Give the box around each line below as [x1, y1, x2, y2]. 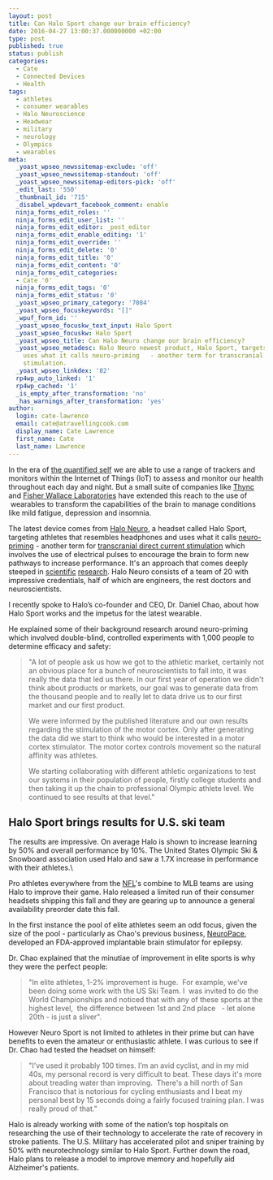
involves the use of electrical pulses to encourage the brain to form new [8, 549, 249, 559]
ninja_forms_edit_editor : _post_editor [15, 223, 151, 231]
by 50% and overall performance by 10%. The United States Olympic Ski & [8, 845, 258, 855]
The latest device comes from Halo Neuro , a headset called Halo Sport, [8, 523, 247, 533]
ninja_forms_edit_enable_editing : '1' [15, 231, 148, 240]
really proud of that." [28, 1104, 97, 1113]
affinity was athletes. [28, 750, 99, 760]
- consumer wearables [15, 102, 89, 110]
